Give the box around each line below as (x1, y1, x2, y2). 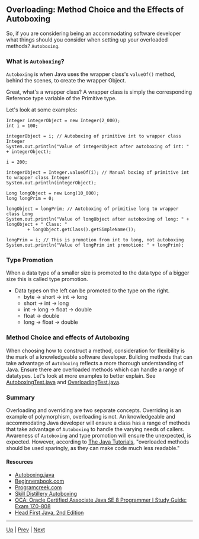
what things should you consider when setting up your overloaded (6, 36, 168, 43)
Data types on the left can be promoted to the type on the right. (14, 287, 170, 294)
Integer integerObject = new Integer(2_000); (6, 118, 120, 124)
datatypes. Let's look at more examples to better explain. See (6, 372, 156, 379)
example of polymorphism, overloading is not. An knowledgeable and (6, 413, 176, 420)
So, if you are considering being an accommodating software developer (6, 30, 181, 37)
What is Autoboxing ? (6, 57, 65, 65)
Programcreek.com (14, 484, 62, 491)
